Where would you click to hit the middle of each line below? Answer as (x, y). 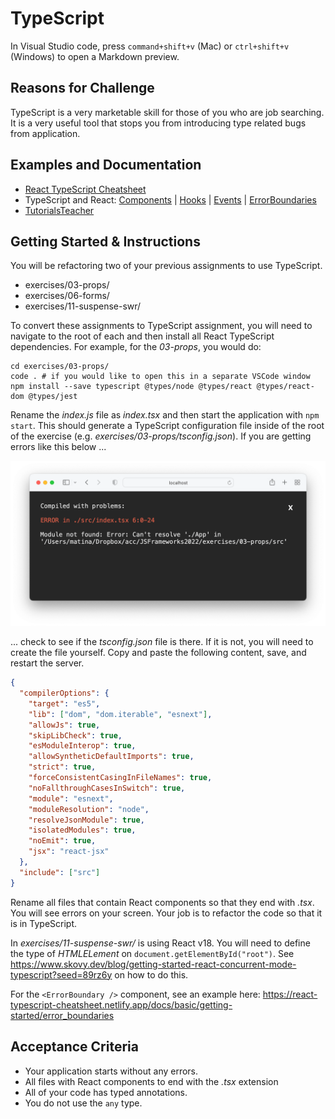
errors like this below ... (58, 447)
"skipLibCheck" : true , (75, 735)
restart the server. (47, 663)
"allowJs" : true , (64, 725)
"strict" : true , (62, 767)
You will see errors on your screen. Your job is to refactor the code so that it (166, 913)
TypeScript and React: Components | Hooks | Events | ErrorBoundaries (170, 199)
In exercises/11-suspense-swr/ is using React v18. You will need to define (160, 943)
